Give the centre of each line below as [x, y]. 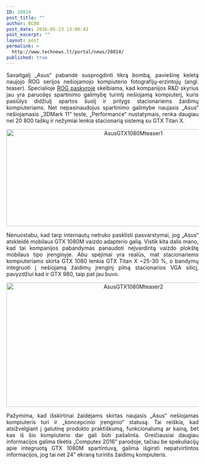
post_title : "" [26, 18]
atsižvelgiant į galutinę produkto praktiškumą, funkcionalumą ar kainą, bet [103, 428]
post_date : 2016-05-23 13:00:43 [47, 29]
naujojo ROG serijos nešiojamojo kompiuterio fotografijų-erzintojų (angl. [103, 81]
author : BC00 [23, 23]
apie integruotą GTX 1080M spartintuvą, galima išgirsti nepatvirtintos [103, 448]
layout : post [23, 40]
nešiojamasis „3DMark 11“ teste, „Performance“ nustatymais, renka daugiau [103, 114]
